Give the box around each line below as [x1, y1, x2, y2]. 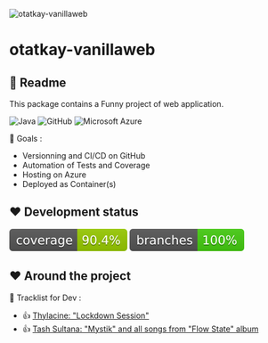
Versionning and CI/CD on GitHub [21, 151, 146, 160]
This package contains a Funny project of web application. [9, 99, 224, 109]
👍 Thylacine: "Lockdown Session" [21, 310, 150, 321]
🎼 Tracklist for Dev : [9, 292, 82, 303]
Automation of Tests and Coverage [21, 160, 150, 170]
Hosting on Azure [21, 169, 87, 180]
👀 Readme [9, 75, 67, 90]
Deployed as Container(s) [21, 179, 117, 189]
